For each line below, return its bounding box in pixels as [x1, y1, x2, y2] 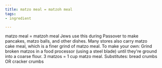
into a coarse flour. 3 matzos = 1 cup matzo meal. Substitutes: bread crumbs [5, 54, 158, 59]
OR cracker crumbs [5, 58, 44, 65]
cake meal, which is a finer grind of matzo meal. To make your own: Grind [5, 44, 152, 49]
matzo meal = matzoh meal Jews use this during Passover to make [5, 33, 139, 39]
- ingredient [5, 16, 32, 21]
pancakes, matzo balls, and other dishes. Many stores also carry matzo [5, 38, 147, 44]
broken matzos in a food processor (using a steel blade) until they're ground [5, 48, 157, 54]
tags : [5, 11, 16, 16]
